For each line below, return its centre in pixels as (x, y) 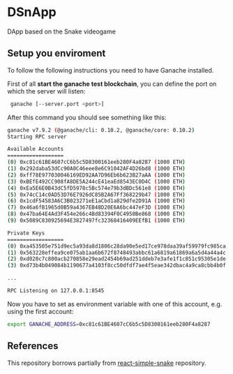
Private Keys (26, 233)
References (33, 346)
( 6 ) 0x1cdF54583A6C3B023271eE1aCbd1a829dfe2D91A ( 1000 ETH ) (97, 201)
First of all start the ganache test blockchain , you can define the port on (112, 84)
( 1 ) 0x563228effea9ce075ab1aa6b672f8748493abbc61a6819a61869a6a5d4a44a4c (117, 253)
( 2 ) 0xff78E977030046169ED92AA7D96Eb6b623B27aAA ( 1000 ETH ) (97, 175)
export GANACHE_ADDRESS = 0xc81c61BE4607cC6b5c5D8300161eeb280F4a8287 (109, 324)
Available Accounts (36, 149)
